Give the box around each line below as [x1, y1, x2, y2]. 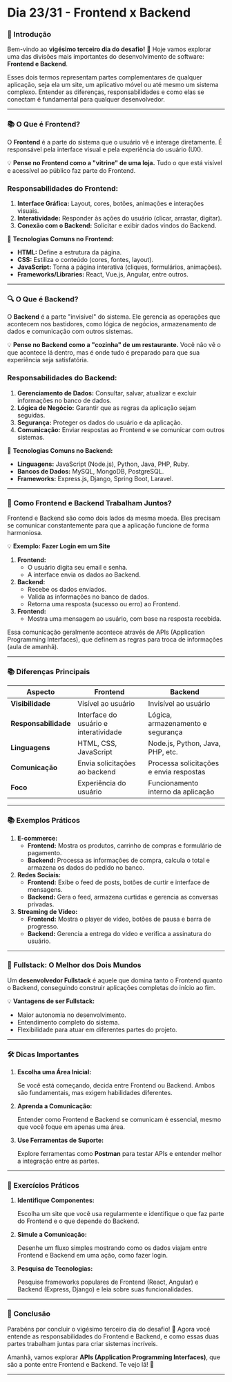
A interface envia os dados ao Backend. [27, 570, 142, 579]
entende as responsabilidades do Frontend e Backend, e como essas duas [7, 1332, 220, 1341]
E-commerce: [17, 834, 58, 842]
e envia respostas [148, 767, 206, 777]
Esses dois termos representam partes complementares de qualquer [7, 73, 202, 82]
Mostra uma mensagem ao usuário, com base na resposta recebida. [27, 614, 222, 623]
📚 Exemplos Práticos [7, 816, 81, 825]
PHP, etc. [148, 747, 178, 757]
